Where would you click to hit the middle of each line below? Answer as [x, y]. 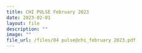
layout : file [23, 23]
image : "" [19, 35]
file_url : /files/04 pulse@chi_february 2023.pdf [71, 40]
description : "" [27, 29]
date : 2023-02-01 [29, 18]
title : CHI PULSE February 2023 [48, 12]
